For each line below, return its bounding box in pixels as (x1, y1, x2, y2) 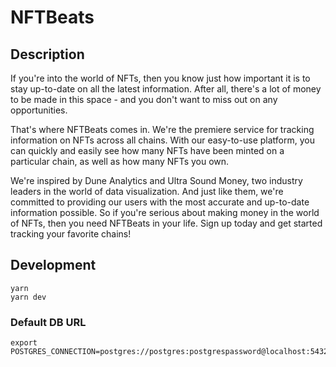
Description (10, 46, 85, 63)
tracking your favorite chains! (10, 228, 132, 240)
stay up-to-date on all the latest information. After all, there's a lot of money (10, 83, 322, 95)
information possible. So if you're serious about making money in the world (10, 207, 320, 218)
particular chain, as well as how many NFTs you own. (10, 156, 230, 167)
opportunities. (10, 104, 68, 116)
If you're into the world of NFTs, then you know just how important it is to (10, 72, 311, 84)
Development (10, 257, 97, 274)
